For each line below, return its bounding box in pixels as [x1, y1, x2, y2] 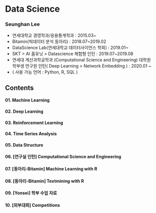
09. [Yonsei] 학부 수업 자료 [5, 190, 57, 196]
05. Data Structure [5, 142, 43, 148]
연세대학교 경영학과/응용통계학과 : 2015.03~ [12, 33, 97, 39]
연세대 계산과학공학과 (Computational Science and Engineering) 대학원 [12, 57, 151, 63]
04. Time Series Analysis [5, 131, 57, 137]
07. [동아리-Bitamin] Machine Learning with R [5, 166, 97, 172]
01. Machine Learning [5, 97, 50, 103]
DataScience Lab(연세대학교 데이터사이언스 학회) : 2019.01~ [12, 45, 129, 51]
